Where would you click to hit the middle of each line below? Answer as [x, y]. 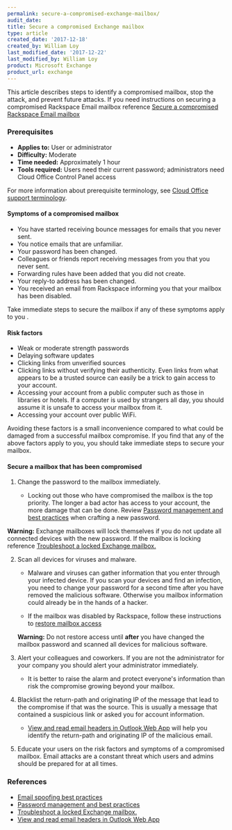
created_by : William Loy [43, 46]
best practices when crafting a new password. [94, 518]
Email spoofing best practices [60, 797]
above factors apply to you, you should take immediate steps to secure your [116, 443]
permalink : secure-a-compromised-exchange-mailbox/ [83, 14]
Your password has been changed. [67, 251]
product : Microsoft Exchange [49, 66]
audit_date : [24, 20]
